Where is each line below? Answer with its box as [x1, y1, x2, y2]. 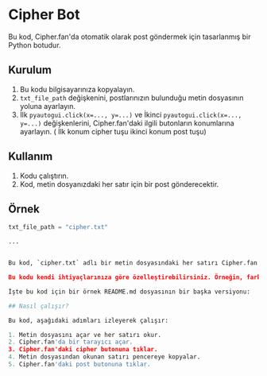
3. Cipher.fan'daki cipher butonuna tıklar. [8, 346, 158, 354]
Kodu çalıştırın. [19, 171, 69, 180]
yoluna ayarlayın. [19, 101, 75, 110]
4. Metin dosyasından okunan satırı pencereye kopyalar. [8, 353, 201, 361]
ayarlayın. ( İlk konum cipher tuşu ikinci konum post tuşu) [19, 126, 207, 136]
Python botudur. [8, 40, 61, 49]
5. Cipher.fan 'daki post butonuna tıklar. [8, 360, 151, 368]
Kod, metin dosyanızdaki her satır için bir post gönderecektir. [19, 179, 219, 188]
